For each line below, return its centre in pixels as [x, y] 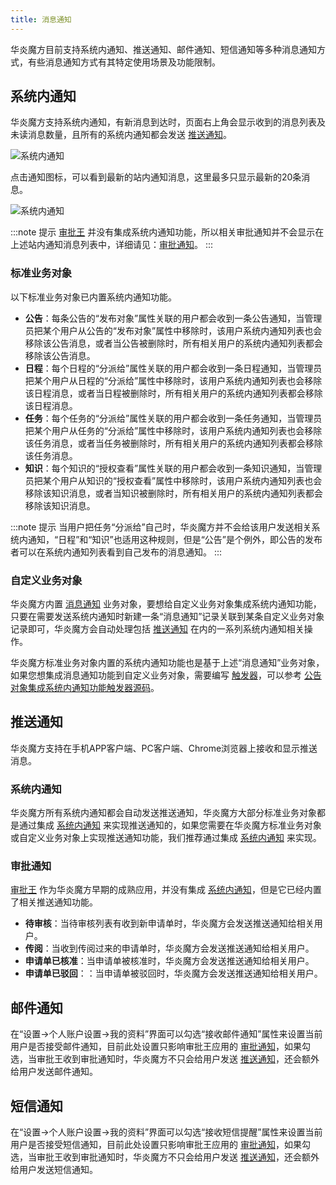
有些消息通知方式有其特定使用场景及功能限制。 [124, 62]
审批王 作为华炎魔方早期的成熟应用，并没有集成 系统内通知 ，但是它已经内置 [166, 890]
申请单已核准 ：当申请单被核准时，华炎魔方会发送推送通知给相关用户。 [169, 961]
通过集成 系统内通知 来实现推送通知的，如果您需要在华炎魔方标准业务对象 [170, 825]
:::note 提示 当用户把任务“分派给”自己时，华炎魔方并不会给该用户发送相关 [161, 527]
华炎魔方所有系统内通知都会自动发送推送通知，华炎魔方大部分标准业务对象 [163, 813]
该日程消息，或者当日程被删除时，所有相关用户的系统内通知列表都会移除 [173, 393]
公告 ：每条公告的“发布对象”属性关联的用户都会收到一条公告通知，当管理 [173, 318]
